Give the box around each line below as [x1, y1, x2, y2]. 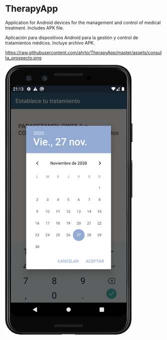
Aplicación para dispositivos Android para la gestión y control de [5, 34, 138, 40]
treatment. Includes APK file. [5, 24, 64, 30]
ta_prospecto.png [5, 54, 41, 60]
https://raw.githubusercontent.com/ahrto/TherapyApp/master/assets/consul [5, 49, 162, 55]
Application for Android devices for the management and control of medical [5, 19, 161, 25]
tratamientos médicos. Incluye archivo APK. [5, 39, 95, 45]
